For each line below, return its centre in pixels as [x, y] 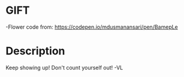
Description [35, 51]
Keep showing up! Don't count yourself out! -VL [64, 67]
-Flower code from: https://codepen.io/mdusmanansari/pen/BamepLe [92, 27]
